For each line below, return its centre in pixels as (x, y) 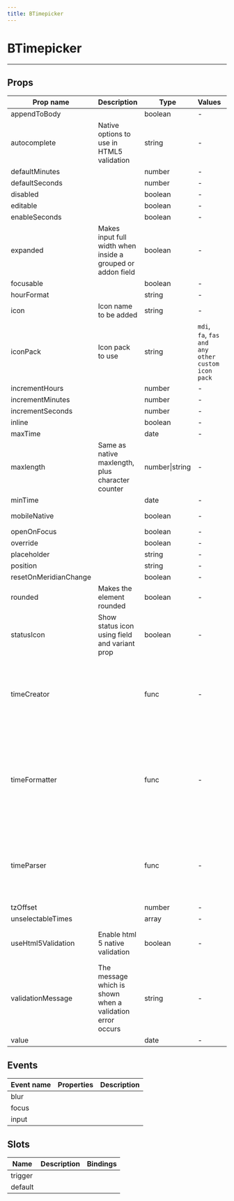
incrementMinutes (40, 400)
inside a (111, 254)
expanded (27, 250)
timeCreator (30, 694)
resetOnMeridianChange (51, 577)
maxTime (26, 434)
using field (115, 635)
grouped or (116, 264)
